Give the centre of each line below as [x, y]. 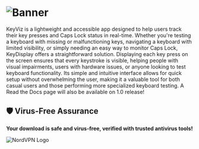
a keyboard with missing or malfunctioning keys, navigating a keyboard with [99, 41]
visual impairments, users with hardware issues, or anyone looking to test [96, 67]
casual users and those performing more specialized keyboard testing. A [95, 85]
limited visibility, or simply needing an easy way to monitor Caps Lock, [92, 48]
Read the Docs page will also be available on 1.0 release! [75, 92]
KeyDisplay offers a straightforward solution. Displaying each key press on [97, 54]
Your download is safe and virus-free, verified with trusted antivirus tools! [99, 128]
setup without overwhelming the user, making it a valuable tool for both [93, 79]
